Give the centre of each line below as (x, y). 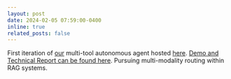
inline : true (26, 27)
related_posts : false (39, 33)
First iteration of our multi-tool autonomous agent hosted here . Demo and (113, 53)
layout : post (26, 14)
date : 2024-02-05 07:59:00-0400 (54, 20)
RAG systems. (27, 68)
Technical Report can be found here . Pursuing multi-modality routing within (116, 61)
